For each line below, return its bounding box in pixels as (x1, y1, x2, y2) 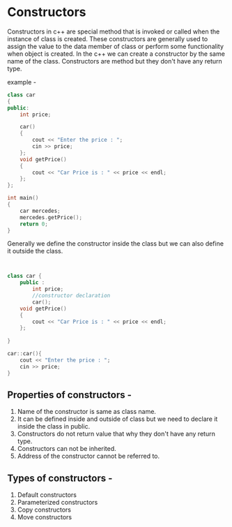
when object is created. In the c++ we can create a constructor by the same (7, 50, 225, 58)
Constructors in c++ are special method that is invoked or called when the (7, 27, 220, 36)
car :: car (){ (7, 350, 42, 357)
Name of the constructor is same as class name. (17, 408, 157, 416)
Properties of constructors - (7, 389, 132, 401)
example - (7, 77, 37, 86)
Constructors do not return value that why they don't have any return (17, 430, 216, 438)
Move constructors (17, 513, 72, 521)
